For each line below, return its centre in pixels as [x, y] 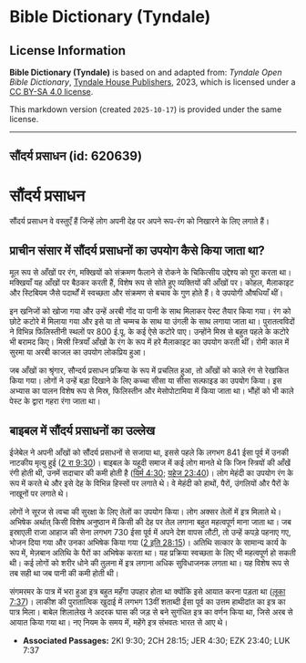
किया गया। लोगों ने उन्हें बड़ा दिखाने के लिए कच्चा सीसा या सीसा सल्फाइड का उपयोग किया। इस [146, 381]
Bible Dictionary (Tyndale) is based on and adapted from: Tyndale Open [146, 72]
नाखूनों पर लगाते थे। [39, 493]
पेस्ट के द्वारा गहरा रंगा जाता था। [56, 401]
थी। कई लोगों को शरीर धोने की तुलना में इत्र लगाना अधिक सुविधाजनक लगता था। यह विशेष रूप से [149, 563]
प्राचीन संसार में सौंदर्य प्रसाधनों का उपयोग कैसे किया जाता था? [138, 250]
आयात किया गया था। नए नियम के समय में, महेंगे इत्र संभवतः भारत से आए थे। [119, 622]
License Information [67, 51]
